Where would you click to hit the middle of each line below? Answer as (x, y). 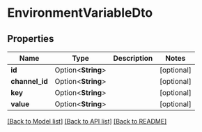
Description (133, 58)
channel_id (30, 81)
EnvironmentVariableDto (80, 13)
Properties (31, 39)
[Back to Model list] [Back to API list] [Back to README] (87, 121)
